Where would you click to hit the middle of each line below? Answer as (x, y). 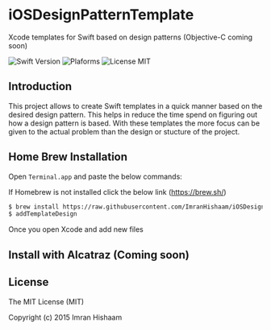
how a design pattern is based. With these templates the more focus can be (134, 123)
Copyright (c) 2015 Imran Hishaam (65, 317)
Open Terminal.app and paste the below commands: (96, 176)
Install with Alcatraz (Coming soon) (99, 255)
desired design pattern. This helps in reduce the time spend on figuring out (133, 114)
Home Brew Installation (68, 157)
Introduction (40, 87)
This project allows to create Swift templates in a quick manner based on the (135, 105)
